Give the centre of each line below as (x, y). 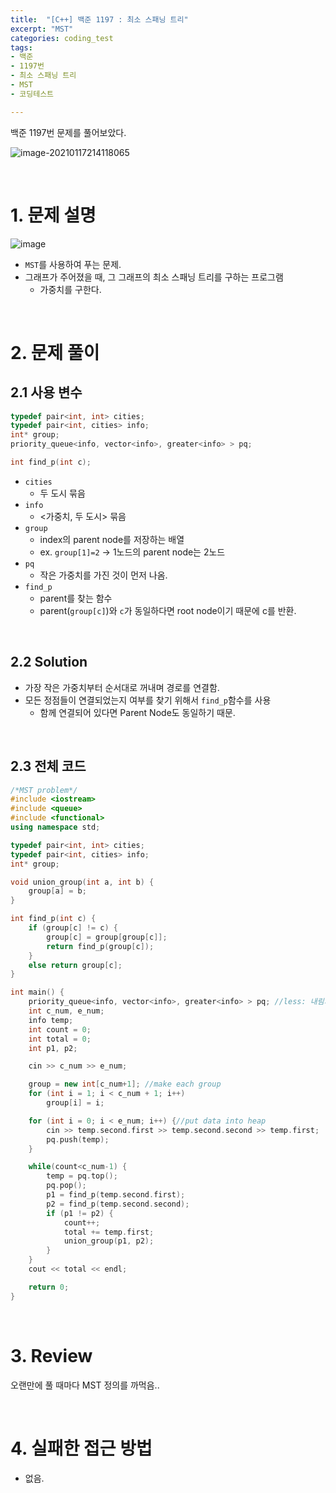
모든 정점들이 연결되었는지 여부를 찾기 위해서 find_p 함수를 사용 (148, 700)
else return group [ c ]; (75, 965)
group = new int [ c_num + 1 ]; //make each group (125, 1084)
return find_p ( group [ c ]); (100, 946)
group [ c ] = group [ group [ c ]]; (107, 937)
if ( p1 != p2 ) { (80, 1213)
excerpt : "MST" (42, 29)
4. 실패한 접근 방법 (81, 1448)
